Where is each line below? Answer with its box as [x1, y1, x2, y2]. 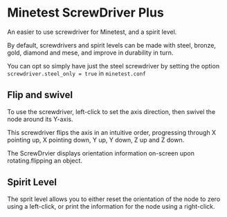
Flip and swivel [7, 89, 73, 101]
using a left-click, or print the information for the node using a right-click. [7, 202, 216, 210]
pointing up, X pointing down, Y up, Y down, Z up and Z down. [7, 135, 185, 144]
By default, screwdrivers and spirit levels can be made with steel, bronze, [7, 41, 217, 49]
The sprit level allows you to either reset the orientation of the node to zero [7, 195, 221, 203]
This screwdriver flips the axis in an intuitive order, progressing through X [7, 128, 217, 136]
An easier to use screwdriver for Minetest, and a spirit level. [7, 28, 177, 36]
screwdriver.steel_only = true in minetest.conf [7, 69, 147, 77]
